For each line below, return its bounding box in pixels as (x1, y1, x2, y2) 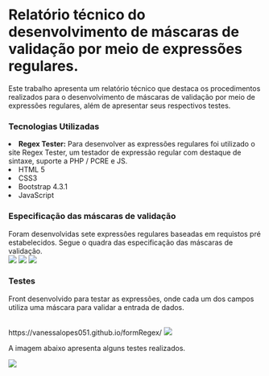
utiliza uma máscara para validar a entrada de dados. (8, 302, 185, 312)
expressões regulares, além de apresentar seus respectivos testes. (8, 101, 231, 110)
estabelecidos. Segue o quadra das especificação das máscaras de (8, 238, 234, 247)
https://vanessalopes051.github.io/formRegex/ (8, 328, 163, 337)
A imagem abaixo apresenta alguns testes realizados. (8, 343, 186, 353)
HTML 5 (19, 165, 46, 175)
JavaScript (19, 191, 55, 200)
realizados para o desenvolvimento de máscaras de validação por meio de (8, 92, 255, 101)
